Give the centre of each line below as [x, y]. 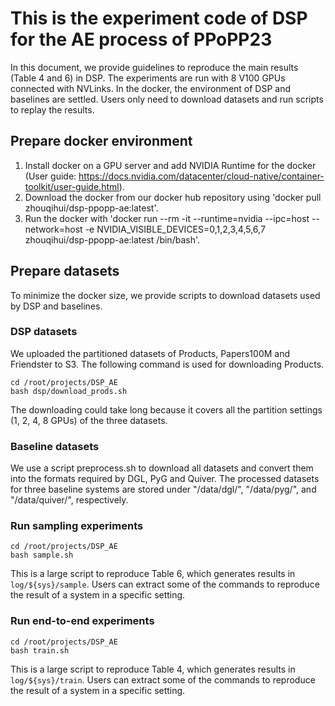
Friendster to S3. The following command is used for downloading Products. [167, 364]
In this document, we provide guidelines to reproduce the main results [154, 67]
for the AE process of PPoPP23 [141, 39]
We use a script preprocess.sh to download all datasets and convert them [162, 468]
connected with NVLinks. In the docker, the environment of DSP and [151, 88]
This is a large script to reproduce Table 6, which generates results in [153, 574]
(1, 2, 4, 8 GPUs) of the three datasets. [89, 420]
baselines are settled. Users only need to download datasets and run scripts [167, 99]
